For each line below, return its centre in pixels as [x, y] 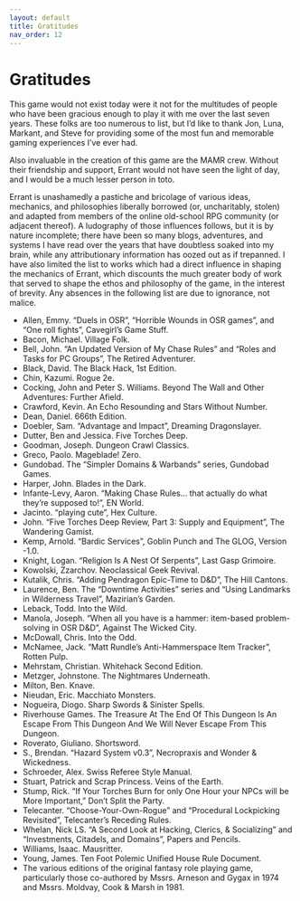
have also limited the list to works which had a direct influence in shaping [145, 264]
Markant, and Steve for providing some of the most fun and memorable [141, 133]
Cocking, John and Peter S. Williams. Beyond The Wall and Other [143, 388]
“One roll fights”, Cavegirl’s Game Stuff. [95, 330]
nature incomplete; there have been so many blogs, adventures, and [136, 235]
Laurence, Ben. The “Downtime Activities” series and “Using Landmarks [156, 590]
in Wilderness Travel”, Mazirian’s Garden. [98, 599]
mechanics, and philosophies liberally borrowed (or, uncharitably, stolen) [145, 207]
